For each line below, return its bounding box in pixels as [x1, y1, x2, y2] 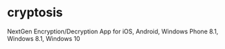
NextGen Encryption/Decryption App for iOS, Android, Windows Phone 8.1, [7, 27, 219, 35]
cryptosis [7, 5, 63, 20]
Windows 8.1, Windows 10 [7, 34, 81, 42]
